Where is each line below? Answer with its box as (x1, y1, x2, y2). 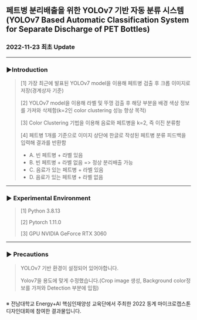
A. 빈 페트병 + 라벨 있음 (29, 151, 83, 159)
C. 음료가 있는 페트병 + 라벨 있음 (29, 166, 104, 173)
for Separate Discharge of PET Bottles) (6, 24, 151, 34)
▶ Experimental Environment (6, 194, 91, 202)
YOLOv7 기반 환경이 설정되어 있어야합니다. (20, 264, 119, 271)
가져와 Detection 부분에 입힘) (31, 284, 99, 291)
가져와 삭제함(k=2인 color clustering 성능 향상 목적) (26, 106, 147, 113)
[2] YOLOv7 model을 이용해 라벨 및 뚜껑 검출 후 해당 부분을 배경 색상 (20, 99, 179, 106)
